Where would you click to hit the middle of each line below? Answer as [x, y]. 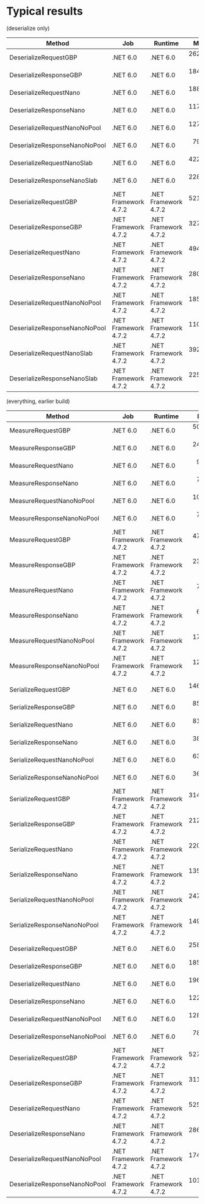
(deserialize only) [28, 28]
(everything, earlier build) [38, 401]
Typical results [45, 11]
